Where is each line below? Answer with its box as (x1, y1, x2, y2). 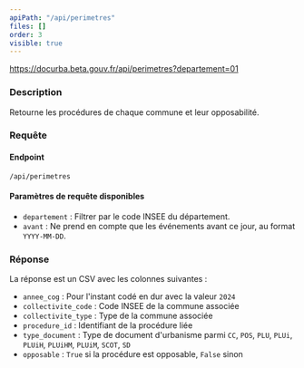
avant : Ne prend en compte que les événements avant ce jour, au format (22, 220, 296, 231)
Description (9, 86, 63, 99)
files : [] (9, 22, 47, 31)
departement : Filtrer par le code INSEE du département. (22, 210, 230, 222)
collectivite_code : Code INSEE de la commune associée (22, 301, 240, 312)
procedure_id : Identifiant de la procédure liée (22, 320, 193, 331)
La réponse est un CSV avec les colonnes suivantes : (9, 274, 208, 285)
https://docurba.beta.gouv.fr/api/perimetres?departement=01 (9, 63, 239, 74)
